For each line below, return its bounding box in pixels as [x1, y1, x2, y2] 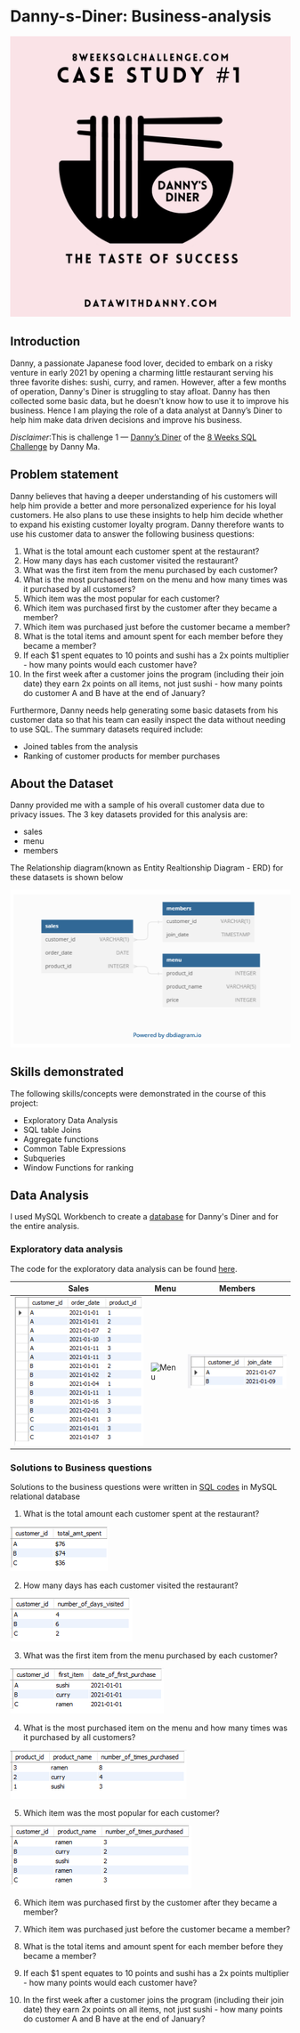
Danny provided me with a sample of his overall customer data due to [10, 799, 265, 811]
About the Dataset [10, 776, 114, 791]
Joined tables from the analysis [22, 741, 139, 751]
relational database [10, 1491, 81, 1502]
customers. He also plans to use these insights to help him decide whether [10, 509, 284, 520]
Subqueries [22, 1153, 66, 1163]
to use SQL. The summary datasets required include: [10, 724, 204, 734]
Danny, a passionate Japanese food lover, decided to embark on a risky [10, 358, 273, 369]
